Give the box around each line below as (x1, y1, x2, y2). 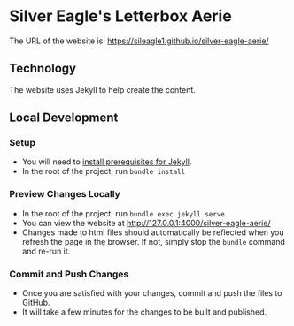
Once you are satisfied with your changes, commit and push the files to (21, 288, 282, 299)
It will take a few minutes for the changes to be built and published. (21, 307, 267, 317)
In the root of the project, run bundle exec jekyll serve (21, 208, 226, 218)
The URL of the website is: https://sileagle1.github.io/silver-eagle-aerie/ (9, 35, 269, 46)
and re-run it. (21, 246, 71, 256)
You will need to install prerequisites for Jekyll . (21, 156, 192, 167)
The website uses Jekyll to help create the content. (9, 84, 197, 95)
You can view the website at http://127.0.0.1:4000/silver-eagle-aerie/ (21, 217, 272, 228)
